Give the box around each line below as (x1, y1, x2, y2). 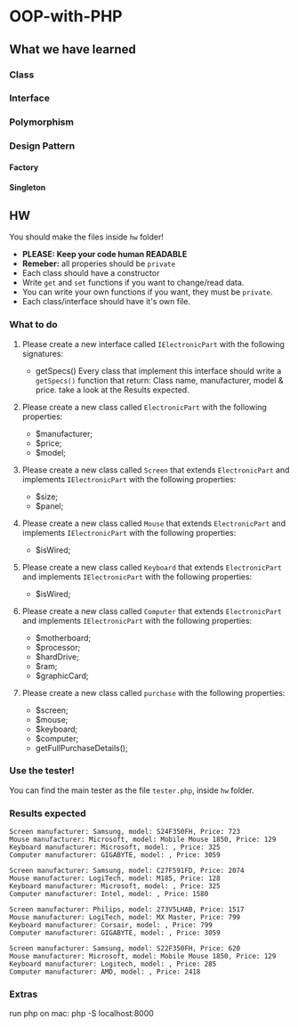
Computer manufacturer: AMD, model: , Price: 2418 (9, 967, 201, 976)
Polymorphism (9, 116, 74, 128)
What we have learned (9, 42, 136, 57)
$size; (35, 491, 59, 502)
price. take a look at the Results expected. (35, 384, 189, 395)
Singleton (9, 182, 46, 193)
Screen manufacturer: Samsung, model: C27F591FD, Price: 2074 (9, 866, 245, 876)
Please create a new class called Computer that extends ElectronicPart (21, 605, 282, 616)
